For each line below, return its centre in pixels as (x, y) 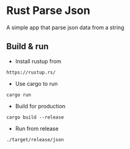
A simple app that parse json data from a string (65, 27)
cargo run (19, 95)
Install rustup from (38, 61)
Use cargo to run (36, 83)
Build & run (27, 47)
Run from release (37, 128)
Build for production (40, 106)
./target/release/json (35, 140)
